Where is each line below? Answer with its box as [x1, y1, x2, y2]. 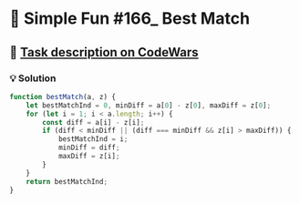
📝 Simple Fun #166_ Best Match [9, 8, 251, 29]
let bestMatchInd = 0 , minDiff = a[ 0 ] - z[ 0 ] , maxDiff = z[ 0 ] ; [26, 100, 272, 110]
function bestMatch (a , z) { [9, 92, 117, 101]
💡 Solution [9, 72, 57, 85]
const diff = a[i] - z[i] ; [42, 117, 145, 127]
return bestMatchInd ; [26, 177, 108, 186]
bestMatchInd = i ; [57, 135, 129, 144]
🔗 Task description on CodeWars [9, 45, 199, 60]
